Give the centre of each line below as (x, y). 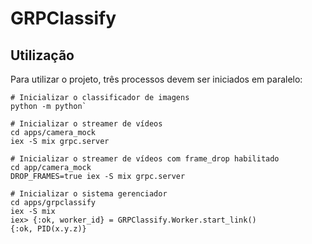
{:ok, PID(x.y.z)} (48, 229)
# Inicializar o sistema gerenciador (89, 194)
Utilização (42, 55)
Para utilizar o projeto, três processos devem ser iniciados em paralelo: (156, 79)
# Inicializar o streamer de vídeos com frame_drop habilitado (145, 159)
